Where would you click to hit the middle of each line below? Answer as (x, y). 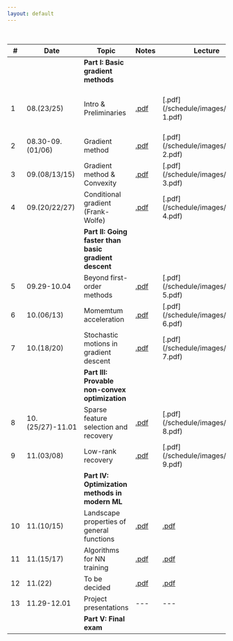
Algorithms (102, 550)
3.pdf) (172, 183)
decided (97, 588)
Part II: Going (105, 231)
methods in (103, 492)
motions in (101, 343)
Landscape (102, 513)
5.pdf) (172, 294)
